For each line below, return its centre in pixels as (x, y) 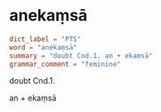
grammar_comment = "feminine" (65, 64)
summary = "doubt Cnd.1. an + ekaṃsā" (81, 56)
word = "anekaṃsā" (43, 47)
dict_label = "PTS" (45, 39)
